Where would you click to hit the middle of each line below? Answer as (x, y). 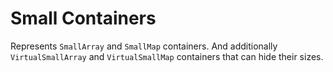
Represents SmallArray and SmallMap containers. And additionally (144, 46)
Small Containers (83, 18)
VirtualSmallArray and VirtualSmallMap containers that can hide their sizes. (167, 56)
